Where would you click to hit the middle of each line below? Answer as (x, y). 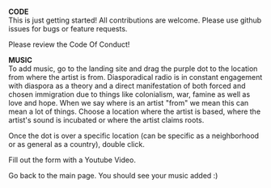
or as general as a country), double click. (77, 144)
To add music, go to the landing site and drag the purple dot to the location (133, 69)
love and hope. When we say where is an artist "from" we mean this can (129, 103)
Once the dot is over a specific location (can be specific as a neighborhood (134, 136)
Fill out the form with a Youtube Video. (72, 160)
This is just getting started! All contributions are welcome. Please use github (135, 20)
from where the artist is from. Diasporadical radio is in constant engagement (135, 77)
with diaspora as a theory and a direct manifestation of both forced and (127, 86)
